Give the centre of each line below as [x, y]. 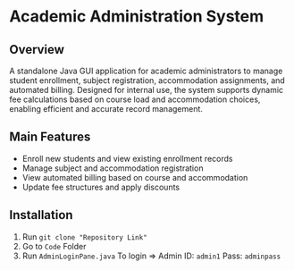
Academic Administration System [137, 17]
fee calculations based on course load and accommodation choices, [135, 99]
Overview [37, 50]
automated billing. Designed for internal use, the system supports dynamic [147, 90]
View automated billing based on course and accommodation [135, 177]
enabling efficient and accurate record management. [106, 109]
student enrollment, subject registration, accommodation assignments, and [147, 80]
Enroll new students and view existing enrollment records [127, 158]
